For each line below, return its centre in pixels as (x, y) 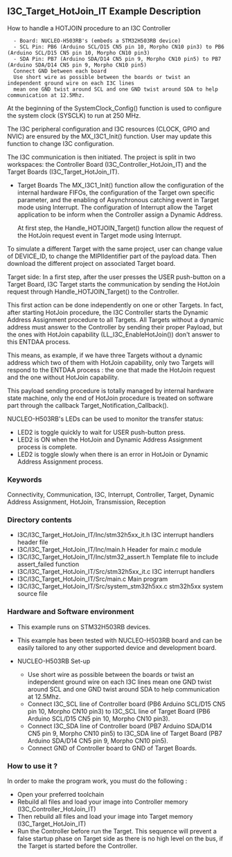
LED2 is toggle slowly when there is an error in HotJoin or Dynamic (113, 454)
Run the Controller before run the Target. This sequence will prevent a (117, 831)
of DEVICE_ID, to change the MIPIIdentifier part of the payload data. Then (112, 256)
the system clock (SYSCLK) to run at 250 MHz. (74, 115)
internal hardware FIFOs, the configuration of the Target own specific (116, 192)
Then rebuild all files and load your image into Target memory (105, 817)
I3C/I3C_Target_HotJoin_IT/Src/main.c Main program (92, 579)
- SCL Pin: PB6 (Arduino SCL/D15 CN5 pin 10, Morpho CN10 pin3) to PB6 (119, 47)
